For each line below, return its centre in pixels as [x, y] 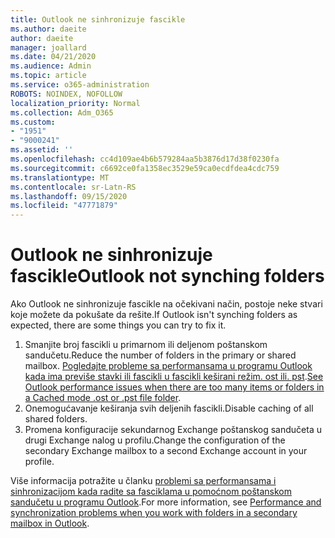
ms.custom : [33, 122]
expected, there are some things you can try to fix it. [118, 325]
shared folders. [56, 419]
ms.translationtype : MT [60, 177]
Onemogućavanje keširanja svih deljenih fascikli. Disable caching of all [169, 408]
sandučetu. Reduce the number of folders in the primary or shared [160, 355]
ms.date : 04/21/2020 [53, 57]
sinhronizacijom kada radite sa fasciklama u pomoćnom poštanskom [151, 492]
